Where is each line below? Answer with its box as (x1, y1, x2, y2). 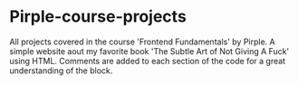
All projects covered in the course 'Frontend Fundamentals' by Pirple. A (9, 36, 275, 47)
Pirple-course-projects (9, 6, 187, 27)
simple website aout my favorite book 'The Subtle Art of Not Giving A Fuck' (9, 45, 290, 56)
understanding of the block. (9, 65, 113, 76)
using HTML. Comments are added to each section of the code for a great (9, 55, 286, 66)
